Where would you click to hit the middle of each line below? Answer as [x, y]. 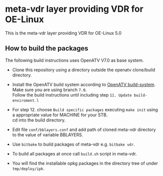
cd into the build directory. [39, 120]
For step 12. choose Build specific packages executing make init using [85, 109]
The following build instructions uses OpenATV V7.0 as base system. [74, 60]
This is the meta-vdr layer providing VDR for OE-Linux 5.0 [63, 33]
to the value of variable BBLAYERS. [48, 135]
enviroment [23, 101]
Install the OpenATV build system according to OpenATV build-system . [84, 84]
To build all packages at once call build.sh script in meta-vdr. [74, 153]
